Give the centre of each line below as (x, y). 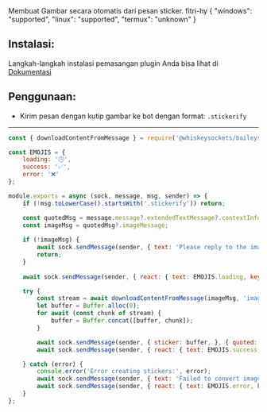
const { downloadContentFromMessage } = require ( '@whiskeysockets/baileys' (136, 138)
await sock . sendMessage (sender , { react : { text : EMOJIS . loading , (135, 277)
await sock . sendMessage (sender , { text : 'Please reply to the (142, 248)
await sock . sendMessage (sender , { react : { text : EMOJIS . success (147, 350)
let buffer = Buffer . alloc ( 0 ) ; (89, 306)
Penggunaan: (43, 97)
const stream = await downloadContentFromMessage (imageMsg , (138, 298)
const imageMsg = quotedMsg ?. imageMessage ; (96, 225)
